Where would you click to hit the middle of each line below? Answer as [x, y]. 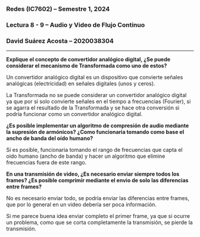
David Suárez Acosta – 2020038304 [60, 40]
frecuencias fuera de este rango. [46, 163]
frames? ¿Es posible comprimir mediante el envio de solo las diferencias [97, 180]
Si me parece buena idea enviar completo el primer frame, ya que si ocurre [98, 216]
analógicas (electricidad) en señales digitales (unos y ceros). [81, 84]
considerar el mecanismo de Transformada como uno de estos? [87, 66]
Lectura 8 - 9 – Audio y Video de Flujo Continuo [76, 24]
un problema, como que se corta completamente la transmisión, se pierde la [100, 223]
